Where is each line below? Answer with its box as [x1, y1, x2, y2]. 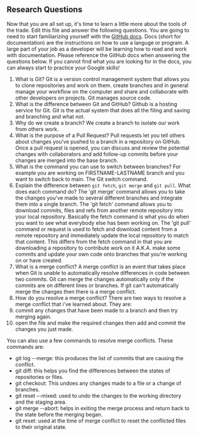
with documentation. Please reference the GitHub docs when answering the [6, 51, 190, 58]
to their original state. [15, 423, 67, 430]
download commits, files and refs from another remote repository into [15, 207, 184, 214]
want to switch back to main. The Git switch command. [15, 175, 148, 182]
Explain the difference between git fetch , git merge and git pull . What [15, 182, 191, 189]
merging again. [15, 313, 52, 320]
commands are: [6, 343, 45, 350]
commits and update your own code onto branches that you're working [15, 250, 187, 258]
